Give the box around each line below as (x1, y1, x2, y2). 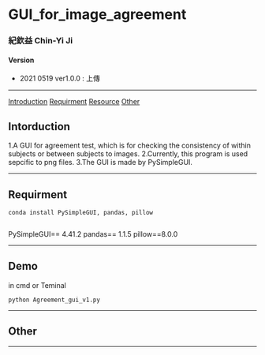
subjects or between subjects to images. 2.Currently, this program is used (8, 149, 248, 159)
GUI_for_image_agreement (8, 6, 187, 24)
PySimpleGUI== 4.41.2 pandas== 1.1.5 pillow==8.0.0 (8, 229, 178, 238)
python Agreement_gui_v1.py (8, 296, 101, 304)
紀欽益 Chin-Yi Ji (8, 35, 73, 47)
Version (8, 55, 35, 65)
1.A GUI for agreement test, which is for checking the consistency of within (8, 140, 251, 151)
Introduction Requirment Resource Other (8, 97, 140, 106)
